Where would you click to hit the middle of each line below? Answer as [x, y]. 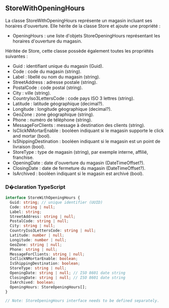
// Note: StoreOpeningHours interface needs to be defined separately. [82, 301]
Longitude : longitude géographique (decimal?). [62, 109]
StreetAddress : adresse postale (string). [55, 82]
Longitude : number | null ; [38, 240]
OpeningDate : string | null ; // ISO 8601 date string [68, 273]
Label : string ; [26, 212]
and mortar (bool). [32, 136]
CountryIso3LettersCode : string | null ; [53, 231]
